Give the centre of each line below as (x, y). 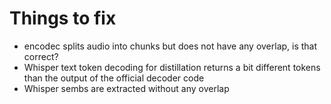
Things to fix (63, 18)
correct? (41, 56)
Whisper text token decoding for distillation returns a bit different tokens (172, 67)
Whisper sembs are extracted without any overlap (126, 88)
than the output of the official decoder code (114, 78)
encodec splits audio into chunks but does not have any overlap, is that (170, 46)
